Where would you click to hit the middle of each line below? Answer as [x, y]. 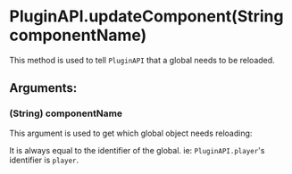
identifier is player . [44, 160]
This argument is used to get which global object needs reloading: [131, 133]
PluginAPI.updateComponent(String [146, 17]
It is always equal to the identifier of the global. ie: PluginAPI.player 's [137, 150]
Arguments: [43, 88]
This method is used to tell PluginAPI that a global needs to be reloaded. [142, 60]
